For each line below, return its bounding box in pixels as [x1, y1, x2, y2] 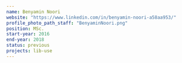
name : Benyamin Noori [6, 8, 61, 15]
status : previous [6, 43, 50, 49]
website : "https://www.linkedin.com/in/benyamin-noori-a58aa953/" [6, 14, 177, 20]
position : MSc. [6, 25, 45, 32]
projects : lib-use [6, 48, 52, 54]
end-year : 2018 [6, 37, 45, 43]
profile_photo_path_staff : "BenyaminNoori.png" [6, 20, 128, 26]
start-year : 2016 [6, 31, 50, 37]
